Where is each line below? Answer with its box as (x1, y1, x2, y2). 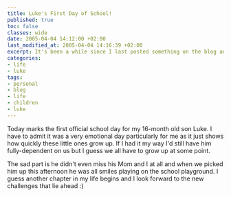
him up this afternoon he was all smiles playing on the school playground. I (7, 167, 219, 175)
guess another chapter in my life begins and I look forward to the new (7, 174, 204, 183)
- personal (7, 80, 38, 87)
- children (7, 100, 38, 106)
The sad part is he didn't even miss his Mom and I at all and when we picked (7, 159, 223, 168)
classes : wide (7, 29, 48, 36)
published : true (7, 16, 54, 23)
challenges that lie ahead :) (7, 181, 84, 189)
